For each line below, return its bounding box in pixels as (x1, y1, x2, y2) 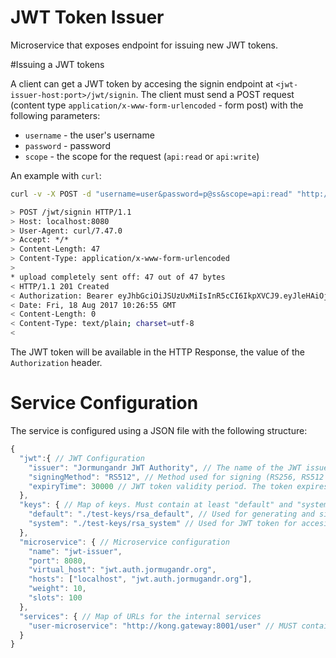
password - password (24, 139, 111, 151)
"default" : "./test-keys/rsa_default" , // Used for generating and (28, 509, 315, 520)
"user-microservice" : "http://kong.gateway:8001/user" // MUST (28, 621, 298, 631)
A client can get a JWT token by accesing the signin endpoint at (10, 77, 274, 90)
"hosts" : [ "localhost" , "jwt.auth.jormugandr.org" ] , (28, 574, 253, 585)
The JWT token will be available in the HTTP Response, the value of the (10, 346, 305, 358)
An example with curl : (10, 169, 102, 181)
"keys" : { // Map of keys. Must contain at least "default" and (19, 500, 293, 510)
